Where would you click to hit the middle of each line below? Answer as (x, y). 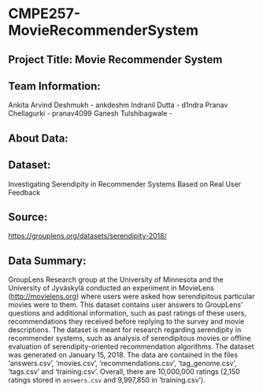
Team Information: (54, 86)
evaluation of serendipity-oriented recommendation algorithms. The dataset (131, 346)
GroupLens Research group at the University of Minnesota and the (116, 279)
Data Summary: (47, 261)
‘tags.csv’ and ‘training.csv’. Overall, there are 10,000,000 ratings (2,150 (124, 372)
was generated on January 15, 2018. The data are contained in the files (123, 355)
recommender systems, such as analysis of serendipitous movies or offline (130, 338)
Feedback (24, 192)
